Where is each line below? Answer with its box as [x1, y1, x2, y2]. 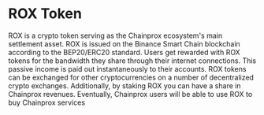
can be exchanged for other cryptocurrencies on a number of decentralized [8, 72, 255, 82]
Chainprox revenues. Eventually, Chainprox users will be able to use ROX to [8, 89, 253, 98]
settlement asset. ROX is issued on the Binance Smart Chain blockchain [8, 39, 240, 48]
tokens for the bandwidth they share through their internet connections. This [8, 56, 257, 65]
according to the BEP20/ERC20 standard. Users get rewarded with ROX [8, 47, 240, 57]
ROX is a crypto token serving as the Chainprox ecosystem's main [8, 31, 223, 40]
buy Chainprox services [8, 98, 85, 107]
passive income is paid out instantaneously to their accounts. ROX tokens [8, 64, 247, 73]
